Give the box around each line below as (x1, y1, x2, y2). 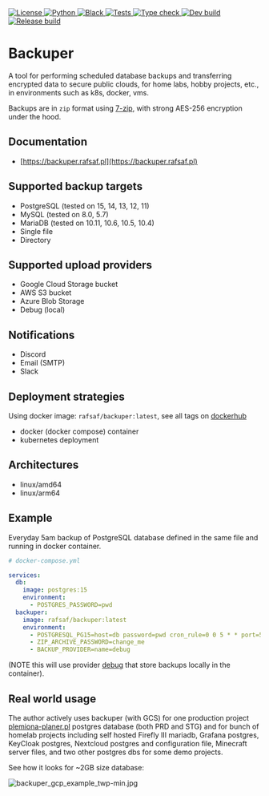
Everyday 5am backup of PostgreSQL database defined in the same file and (8, 532, 259, 542)
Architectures (8, 459, 79, 472)
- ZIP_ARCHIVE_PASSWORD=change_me (29, 638, 146, 646)
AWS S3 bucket (19, 288, 72, 297)
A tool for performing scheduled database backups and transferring (8, 71, 232, 80)
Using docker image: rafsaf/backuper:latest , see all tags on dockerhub (8, 411, 247, 420)
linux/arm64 (19, 488, 61, 498)
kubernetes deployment (19, 435, 99, 444)
